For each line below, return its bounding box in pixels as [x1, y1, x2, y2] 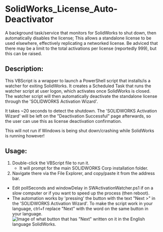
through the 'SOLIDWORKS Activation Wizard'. [5, 98, 98, 104]
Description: [5, 65, 44, 73]
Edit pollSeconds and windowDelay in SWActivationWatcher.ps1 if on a [12, 185, 153, 191]
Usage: [5, 147, 28, 155]
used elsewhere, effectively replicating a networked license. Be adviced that [5, 40, 158, 46]
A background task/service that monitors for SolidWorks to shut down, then [5, 30, 157, 36]
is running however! [5, 133, 45, 138]
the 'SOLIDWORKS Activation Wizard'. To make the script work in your [12, 200, 153, 206]
